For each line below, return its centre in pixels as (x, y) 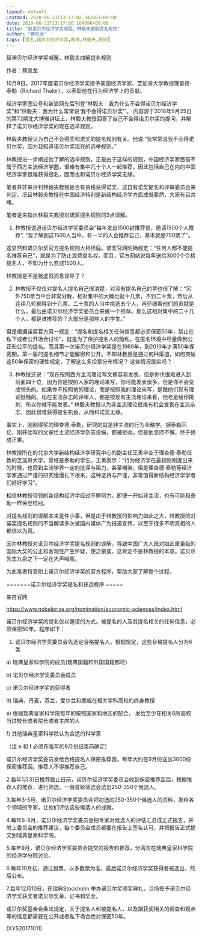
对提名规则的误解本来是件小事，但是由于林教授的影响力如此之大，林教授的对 (101, 516)
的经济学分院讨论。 (30, 855)
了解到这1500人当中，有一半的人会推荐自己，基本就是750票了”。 (113, 235)
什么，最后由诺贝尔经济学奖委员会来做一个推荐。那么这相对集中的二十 (102, 311)
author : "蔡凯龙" (26, 34)
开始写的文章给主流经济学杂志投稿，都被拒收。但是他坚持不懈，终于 (106, 432)
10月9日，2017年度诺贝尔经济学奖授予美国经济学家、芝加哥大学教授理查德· (99, 83)
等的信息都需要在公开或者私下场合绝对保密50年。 (68, 916)
